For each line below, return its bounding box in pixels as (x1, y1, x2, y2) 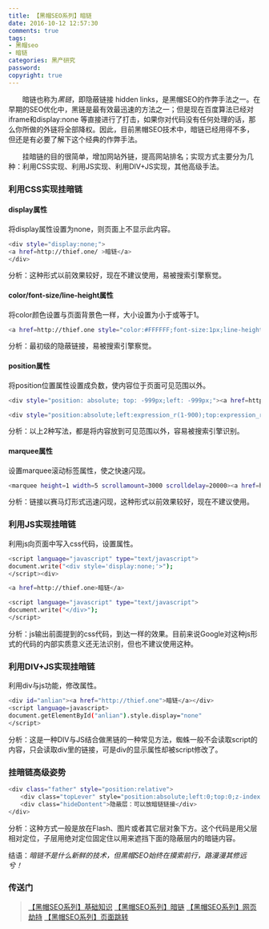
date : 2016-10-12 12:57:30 (8, 19, 98, 27)
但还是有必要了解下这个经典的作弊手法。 (8, 134, 142, 144)
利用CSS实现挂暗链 (8, 184, 83, 195)
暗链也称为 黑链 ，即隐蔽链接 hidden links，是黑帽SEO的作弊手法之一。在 (22, 94, 261, 104)
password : (8, 64, 42, 72)
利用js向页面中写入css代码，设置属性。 (8, 539, 138, 548)
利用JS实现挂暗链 (8, 519, 76, 530)
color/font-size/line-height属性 (8, 290, 114, 300)
